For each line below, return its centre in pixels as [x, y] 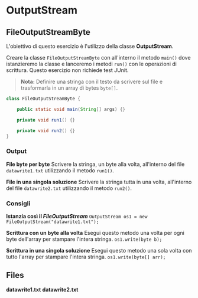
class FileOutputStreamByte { [43, 99]
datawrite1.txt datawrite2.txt [42, 289]
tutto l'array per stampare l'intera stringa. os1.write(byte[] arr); [86, 257]
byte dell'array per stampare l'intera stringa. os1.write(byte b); [84, 239]
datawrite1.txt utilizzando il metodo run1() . [60, 170]
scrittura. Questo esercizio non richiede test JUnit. [67, 70]
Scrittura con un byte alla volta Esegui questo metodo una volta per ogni [95, 232]
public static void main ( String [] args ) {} [71, 109]
